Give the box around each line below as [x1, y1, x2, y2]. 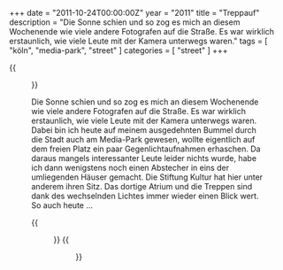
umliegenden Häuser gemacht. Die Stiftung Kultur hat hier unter [31, 172, 264, 182]
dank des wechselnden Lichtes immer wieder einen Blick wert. [31, 190, 259, 201]
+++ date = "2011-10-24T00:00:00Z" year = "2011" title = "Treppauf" [9, 8, 260, 18]
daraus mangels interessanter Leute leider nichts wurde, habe [31, 153, 257, 163]
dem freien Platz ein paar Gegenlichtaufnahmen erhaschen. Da [31, 143, 261, 154]
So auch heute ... [31, 200, 94, 211]
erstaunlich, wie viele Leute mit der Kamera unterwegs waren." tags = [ [9, 35, 268, 46]
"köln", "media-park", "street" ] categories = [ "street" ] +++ [9, 45, 228, 56]
